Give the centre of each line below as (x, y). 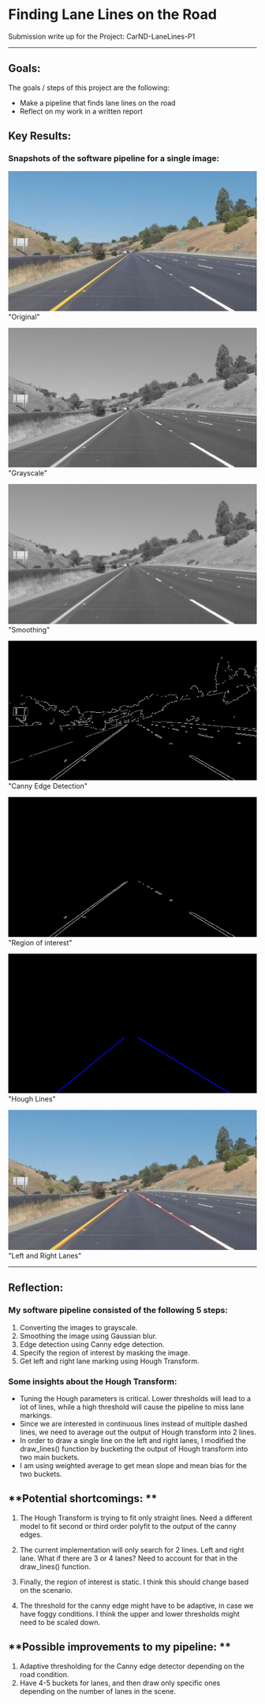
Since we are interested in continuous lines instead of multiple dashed (133, 1423)
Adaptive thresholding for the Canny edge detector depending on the (132, 1666)
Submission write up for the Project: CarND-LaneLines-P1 (102, 36)
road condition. (44, 1674)
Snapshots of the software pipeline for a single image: (114, 158)
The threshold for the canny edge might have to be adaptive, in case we (136, 1605)
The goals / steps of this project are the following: (89, 88)
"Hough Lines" (32, 1099)
